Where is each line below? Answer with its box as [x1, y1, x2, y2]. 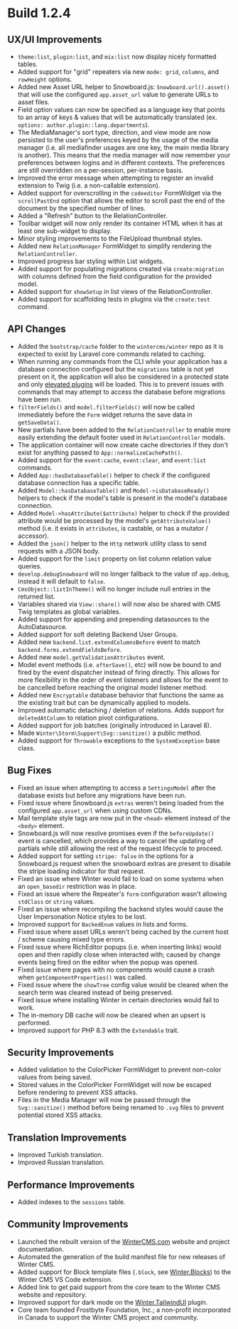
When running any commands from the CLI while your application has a [17, 357, 227, 365]
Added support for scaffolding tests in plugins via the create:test [17, 295, 211, 303]
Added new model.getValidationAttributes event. [17, 653, 166, 661]
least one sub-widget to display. [17, 227, 112, 235]
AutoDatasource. [17, 622, 67, 631]
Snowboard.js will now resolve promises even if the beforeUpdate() [17, 829, 215, 837]
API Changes [7, 323, 66, 335]
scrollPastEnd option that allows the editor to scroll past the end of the [17, 196, 225, 205]
